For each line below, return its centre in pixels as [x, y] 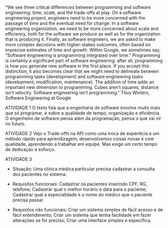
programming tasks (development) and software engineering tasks [74, 77]
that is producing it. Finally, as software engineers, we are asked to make [80, 39]
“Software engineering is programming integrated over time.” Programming [83, 55]
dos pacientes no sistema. [39, 174]
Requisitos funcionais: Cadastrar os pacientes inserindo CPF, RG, [80, 184]
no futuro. [16, 124]
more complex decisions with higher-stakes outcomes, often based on [78, 44]
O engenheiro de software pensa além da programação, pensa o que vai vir [83, 118]
